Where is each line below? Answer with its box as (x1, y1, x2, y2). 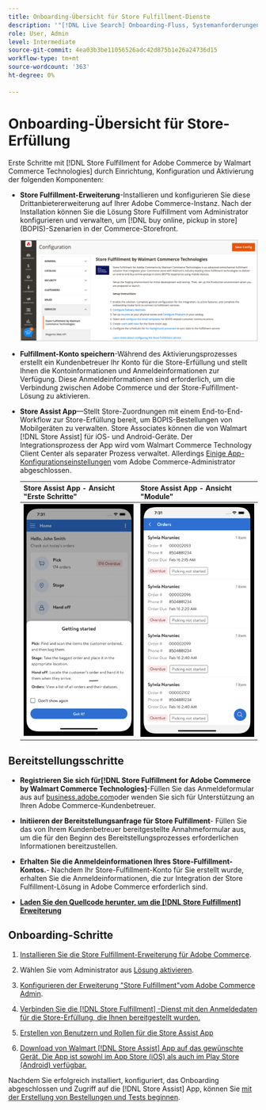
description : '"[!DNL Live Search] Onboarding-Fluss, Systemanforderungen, (8, 21, 264, 29)
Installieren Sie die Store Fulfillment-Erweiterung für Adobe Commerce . (19, 949, 252, 959)
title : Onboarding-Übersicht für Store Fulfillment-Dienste (8, 13, 211, 21)
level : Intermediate (8, 38, 77, 46)
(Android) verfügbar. (19, 1060, 87, 1070)
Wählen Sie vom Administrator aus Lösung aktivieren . (19, 965, 194, 975)
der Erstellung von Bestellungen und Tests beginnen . (8, 1092, 180, 1101)
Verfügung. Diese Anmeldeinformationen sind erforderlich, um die (19, 375, 235, 384)
